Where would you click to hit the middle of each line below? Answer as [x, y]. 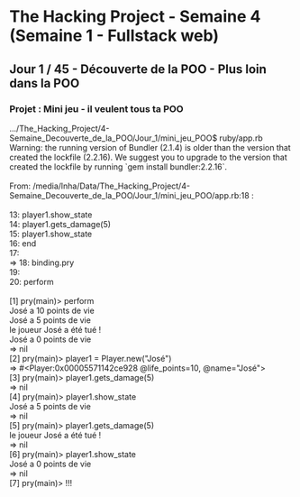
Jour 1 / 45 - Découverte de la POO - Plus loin [138, 69]
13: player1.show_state [51, 215]
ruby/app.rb [241, 138]
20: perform [32, 281]
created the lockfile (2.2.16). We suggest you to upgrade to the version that [149, 157]
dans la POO [45, 83]
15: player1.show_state [51, 234]
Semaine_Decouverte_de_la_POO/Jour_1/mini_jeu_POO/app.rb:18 [129, 195]
